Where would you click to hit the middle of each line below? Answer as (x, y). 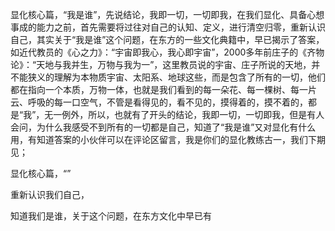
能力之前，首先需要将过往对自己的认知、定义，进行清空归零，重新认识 (181, 27)
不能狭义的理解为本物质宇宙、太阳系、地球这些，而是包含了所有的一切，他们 (168, 77)
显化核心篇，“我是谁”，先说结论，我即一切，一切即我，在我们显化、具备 (159, 14)
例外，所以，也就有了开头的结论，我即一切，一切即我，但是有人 (193, 114)
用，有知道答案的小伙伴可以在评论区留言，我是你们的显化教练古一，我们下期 (168, 139)
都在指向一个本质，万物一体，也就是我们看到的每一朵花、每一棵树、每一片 (163, 89)
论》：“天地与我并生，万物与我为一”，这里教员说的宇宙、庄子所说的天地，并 (165, 64)
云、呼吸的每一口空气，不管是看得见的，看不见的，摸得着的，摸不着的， (159, 102)
